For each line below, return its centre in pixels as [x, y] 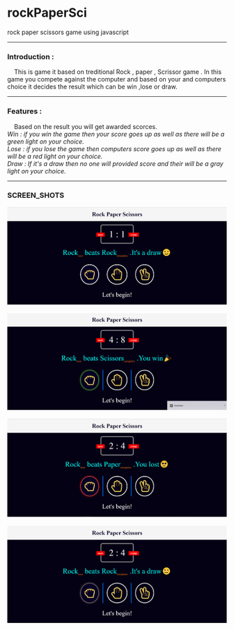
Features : [25, 112]
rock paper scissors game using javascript [68, 32]
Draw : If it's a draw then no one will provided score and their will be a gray [116, 163]
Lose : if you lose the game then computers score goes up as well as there [114, 148]
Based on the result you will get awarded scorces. [86, 126]
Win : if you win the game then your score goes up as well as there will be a [116, 134]
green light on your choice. [46, 141]
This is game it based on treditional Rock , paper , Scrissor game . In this [117, 72]
